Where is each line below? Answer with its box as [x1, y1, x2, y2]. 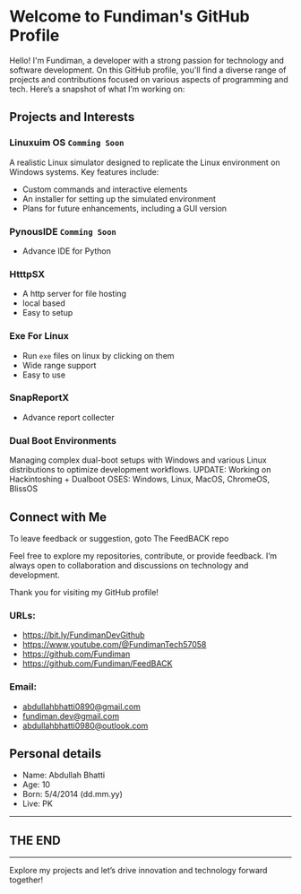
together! [9, 874, 43, 885]
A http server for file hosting [21, 289, 127, 299]
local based [21, 298, 65, 308]
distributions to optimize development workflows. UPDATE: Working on [9, 464, 271, 475]
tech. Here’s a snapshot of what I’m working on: [9, 83, 185, 94]
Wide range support [21, 360, 97, 370]
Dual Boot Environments [9, 434, 117, 447]
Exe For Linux [9, 330, 69, 343]
